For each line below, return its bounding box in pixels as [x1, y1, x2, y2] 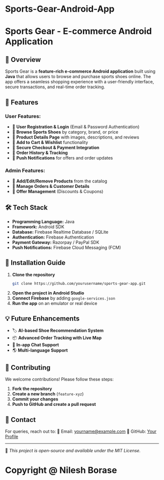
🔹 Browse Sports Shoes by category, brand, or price [12, 129, 119, 135]
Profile [5, 434, 19, 440]
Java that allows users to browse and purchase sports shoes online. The [5, 74, 151, 80]
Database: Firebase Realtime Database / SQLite [12, 229, 109, 235]
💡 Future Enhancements [5, 315, 80, 323]
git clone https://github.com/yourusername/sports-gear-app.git [12, 281, 146, 286]
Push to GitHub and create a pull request [12, 401, 96, 407]
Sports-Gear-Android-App [5, 3, 115, 15]
